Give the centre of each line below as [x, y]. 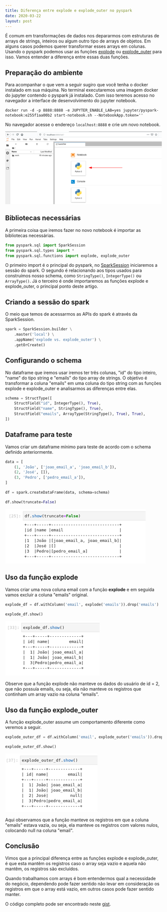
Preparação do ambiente [44, 73]
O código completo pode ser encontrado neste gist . [58, 904]
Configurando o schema [43, 361]
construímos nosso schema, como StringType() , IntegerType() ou [73, 276]
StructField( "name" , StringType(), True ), [59, 409]
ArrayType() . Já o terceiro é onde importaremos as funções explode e [77, 281]
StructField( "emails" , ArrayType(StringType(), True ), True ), [80, 414]
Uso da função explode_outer [52, 710]
